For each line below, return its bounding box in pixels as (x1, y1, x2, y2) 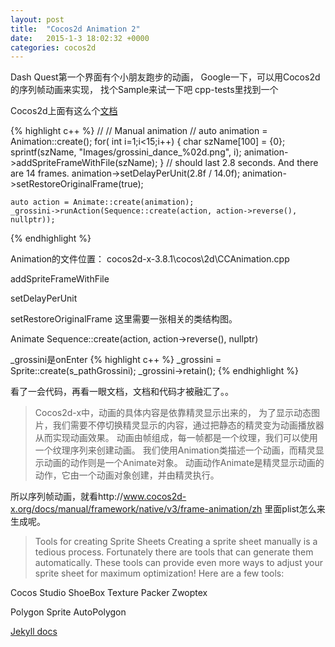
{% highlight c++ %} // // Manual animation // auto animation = (10, 125, 268, 137)
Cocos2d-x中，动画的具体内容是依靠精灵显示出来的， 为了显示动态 (34, 407, 312, 419)
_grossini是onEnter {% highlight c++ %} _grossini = (10, 354, 222, 366)
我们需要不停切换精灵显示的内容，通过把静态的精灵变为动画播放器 (52, 419, 325, 431)
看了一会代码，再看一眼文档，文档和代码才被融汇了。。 (10, 386, 234, 398)
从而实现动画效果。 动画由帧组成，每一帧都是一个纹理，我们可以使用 (34, 432, 318, 444)
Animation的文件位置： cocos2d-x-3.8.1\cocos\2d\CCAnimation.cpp (10, 253, 290, 265)
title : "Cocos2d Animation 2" (10, 24, 141, 34)
